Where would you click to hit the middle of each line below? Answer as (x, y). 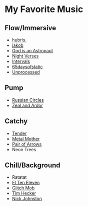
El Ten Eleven (26, 183)
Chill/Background (32, 165)
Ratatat (19, 177)
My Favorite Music (44, 9)
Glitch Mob (23, 188)
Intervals (21, 61)
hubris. (19, 40)
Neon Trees (24, 149)
